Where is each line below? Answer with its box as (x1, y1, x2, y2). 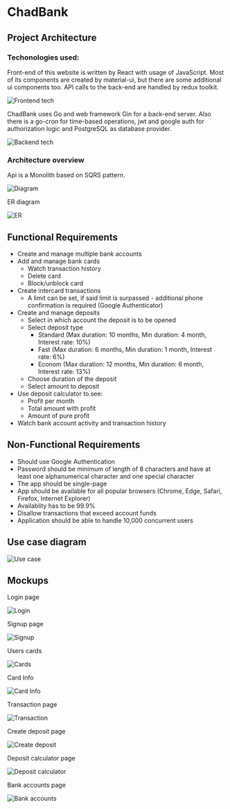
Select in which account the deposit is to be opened (27, 316, 177, 324)
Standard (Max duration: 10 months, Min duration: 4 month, (37, 330, 207, 339)
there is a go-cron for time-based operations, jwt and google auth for (7, 117, 204, 125)
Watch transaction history (27, 264, 102, 272)
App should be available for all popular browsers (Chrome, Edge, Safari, (17, 486, 222, 495)
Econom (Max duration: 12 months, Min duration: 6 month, (37, 359, 204, 368)
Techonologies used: (7, 53, 80, 62)
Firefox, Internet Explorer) (17, 494, 91, 502)
